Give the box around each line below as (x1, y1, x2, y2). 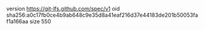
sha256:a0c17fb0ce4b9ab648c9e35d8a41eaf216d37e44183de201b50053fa (6, 11, 199, 19)
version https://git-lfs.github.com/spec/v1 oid (6, 5, 120, 12)
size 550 (29, 18, 51, 25)
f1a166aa (6, 18, 29, 25)
